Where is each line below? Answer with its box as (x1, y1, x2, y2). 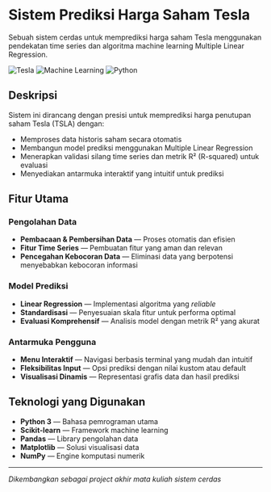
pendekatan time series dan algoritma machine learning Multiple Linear (8, 40, 244, 50)
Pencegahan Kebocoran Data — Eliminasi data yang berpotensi (19, 252, 234, 262)
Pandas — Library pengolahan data (19, 434, 139, 444)
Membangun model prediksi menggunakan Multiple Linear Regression (19, 143, 253, 153)
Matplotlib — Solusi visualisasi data (19, 442, 140, 452)
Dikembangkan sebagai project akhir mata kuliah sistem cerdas (8, 474, 222, 484)
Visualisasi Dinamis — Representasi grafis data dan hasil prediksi (19, 372, 240, 381)
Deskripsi (8, 89, 58, 103)
